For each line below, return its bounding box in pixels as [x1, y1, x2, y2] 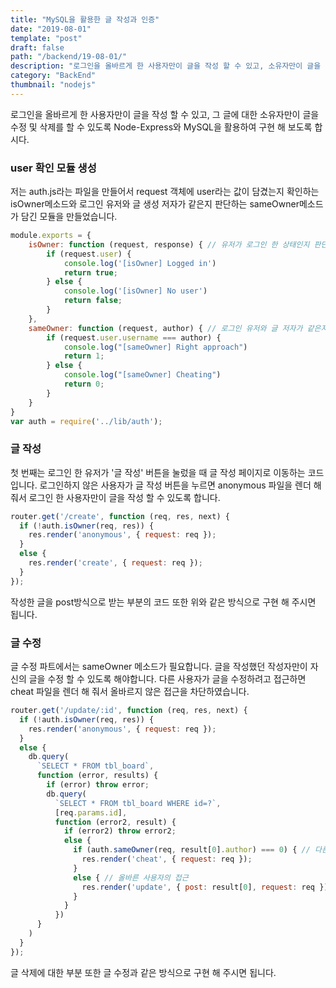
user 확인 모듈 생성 [10, 161, 97, 175]
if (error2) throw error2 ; [63, 826, 177, 836]
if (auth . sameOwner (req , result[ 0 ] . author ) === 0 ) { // [73, 845, 311, 855]
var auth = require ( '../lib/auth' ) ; [10, 416, 163, 426]
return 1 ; [63, 351, 105, 361]
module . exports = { [10, 231, 92, 241]
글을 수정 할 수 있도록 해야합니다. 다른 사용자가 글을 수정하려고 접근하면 [28, 673, 307, 685]
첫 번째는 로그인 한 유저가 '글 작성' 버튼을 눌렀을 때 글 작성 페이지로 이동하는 [10, 466, 306, 478]
